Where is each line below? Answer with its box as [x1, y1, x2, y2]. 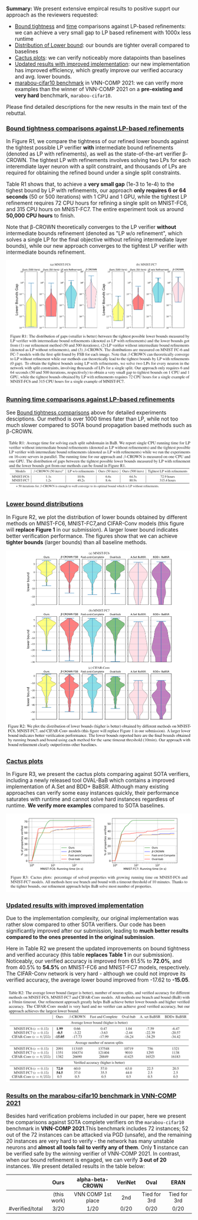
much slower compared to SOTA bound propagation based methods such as [6, 421, 192, 428]
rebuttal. [6, 109, 27, 117]
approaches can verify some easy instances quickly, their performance [6, 789, 179, 797]
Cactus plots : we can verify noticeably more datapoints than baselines [14, 54, 186, 61]
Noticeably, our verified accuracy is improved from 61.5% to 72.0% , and [6, 957, 182, 965]
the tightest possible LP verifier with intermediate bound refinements [6, 144, 174, 151]
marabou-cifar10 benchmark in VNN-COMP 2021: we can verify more [14, 79, 184, 86]
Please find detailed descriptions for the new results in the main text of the [6, 103, 187, 110]
